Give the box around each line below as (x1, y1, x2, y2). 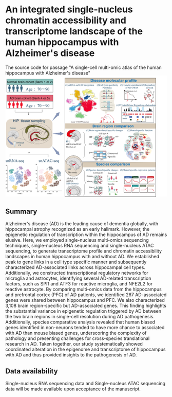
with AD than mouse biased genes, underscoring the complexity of (5, 330, 147, 336)
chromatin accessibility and (5, 14, 127, 26)
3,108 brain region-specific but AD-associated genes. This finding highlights (5, 302, 167, 309)
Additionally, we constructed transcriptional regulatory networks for (5, 270, 149, 276)
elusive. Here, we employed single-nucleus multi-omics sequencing (5, 237, 149, 243)
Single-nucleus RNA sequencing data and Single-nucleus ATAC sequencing (5, 381, 166, 387)
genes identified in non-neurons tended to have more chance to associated (5, 324, 165, 331)
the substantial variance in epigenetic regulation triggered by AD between (5, 308, 162, 314)
